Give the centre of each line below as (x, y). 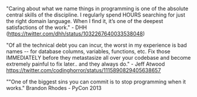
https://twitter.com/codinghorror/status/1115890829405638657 (84, 70)
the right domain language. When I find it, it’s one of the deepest (85, 21)
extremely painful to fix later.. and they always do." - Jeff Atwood (85, 64)
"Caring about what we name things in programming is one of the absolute (97, 9)
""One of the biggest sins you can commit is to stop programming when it (96, 82)
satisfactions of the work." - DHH (47, 27)
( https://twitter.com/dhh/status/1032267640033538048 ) (76, 34)
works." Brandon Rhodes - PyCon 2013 (54, 88)
